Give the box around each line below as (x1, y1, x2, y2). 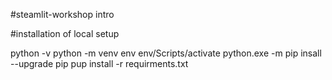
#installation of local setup (10, 28, 120, 39)
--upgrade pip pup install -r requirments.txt (10, 58, 189, 69)
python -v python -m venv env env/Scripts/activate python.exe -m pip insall (10, 47, 322, 59)
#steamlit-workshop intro (10, 9, 115, 20)
